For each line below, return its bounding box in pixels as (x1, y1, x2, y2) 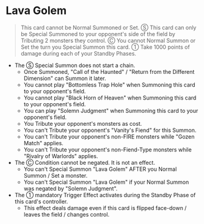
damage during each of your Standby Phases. (20, 49, 137, 57)
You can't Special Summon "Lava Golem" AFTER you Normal (23, 165, 177, 173)
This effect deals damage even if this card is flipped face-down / (23, 204, 187, 211)
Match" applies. (23, 139, 64, 146)
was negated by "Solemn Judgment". (23, 184, 118, 192)
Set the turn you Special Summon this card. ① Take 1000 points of (20, 43, 190, 51)
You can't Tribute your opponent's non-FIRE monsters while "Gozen (23, 132, 195, 140)
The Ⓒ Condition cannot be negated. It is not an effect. (14, 159, 155, 166)
